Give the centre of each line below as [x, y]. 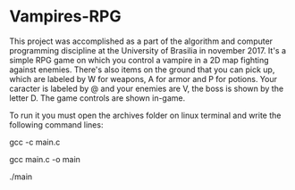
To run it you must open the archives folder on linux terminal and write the [145, 115]
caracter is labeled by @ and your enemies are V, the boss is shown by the [147, 88]
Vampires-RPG [66, 17]
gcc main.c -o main [45, 159]
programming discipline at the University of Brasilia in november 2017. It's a [148, 50]
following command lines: [56, 124]
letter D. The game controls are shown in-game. [97, 98]
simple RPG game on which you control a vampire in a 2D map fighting [139, 60]
